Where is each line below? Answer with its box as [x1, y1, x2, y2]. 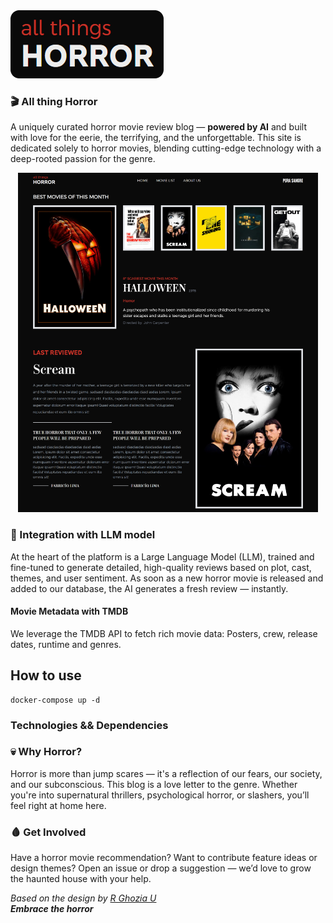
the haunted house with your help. [10, 873, 152, 885]
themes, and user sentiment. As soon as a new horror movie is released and [10, 572, 324, 584]
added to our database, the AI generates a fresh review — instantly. [10, 582, 289, 594]
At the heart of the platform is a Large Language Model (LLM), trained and [10, 550, 315, 563]
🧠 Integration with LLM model [10, 528, 156, 542]
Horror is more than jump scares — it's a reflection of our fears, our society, [10, 767, 323, 779]
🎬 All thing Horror [10, 94, 98, 108]
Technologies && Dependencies [10, 718, 169, 732]
